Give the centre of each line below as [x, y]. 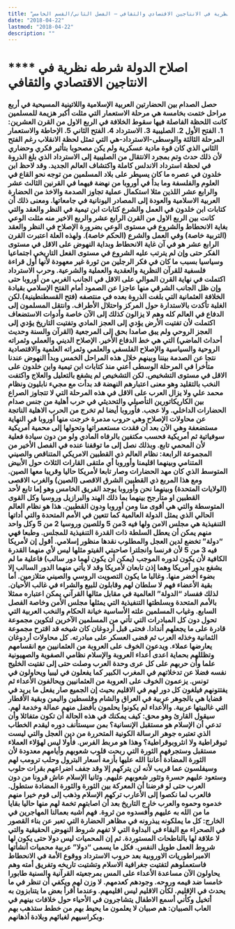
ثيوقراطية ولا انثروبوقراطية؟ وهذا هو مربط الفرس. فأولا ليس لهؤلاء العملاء [117, 742]
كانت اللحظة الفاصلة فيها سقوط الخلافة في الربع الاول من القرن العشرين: [117, 122]
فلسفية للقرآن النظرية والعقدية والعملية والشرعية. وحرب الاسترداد [107, 271]
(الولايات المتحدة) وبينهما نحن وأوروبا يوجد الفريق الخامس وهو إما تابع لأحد [117, 489]
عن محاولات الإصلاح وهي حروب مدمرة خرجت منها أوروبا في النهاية [107, 419]
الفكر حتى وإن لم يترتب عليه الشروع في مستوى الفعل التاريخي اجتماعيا [114, 253]
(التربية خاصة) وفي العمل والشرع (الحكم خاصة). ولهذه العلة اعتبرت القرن [117, 236]
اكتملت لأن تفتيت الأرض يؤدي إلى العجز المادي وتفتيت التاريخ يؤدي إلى [112, 323]
